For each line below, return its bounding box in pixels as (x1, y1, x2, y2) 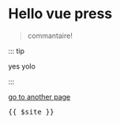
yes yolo (8, 61, 36, 71)
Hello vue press (8, 5, 113, 23)
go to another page (8, 92, 71, 101)
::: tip (8, 46, 25, 55)
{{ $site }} (8, 107, 54, 116)
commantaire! (27, 31, 73, 40)
